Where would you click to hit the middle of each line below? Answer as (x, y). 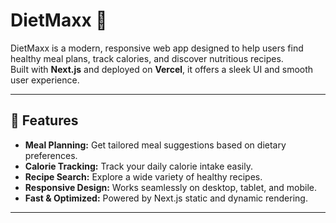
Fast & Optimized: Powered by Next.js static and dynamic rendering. (166, 198)
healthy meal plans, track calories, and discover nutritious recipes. (147, 58)
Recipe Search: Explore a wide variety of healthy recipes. (143, 176)
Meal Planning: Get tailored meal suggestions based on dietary (155, 145)
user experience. (45, 80)
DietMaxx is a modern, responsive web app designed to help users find (157, 48)
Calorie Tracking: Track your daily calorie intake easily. (138, 166)
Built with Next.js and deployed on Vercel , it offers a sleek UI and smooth (162, 69)
